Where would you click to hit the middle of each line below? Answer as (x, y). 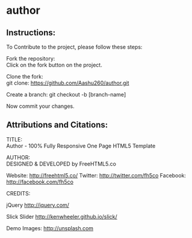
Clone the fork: (25, 76)
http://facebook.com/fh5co (40, 182)
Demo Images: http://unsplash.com (50, 228)
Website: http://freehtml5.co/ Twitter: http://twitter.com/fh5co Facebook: (96, 175)
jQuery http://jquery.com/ (38, 205)
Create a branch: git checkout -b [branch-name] (66, 94)
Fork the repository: (31, 58)
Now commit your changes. (40, 106)
